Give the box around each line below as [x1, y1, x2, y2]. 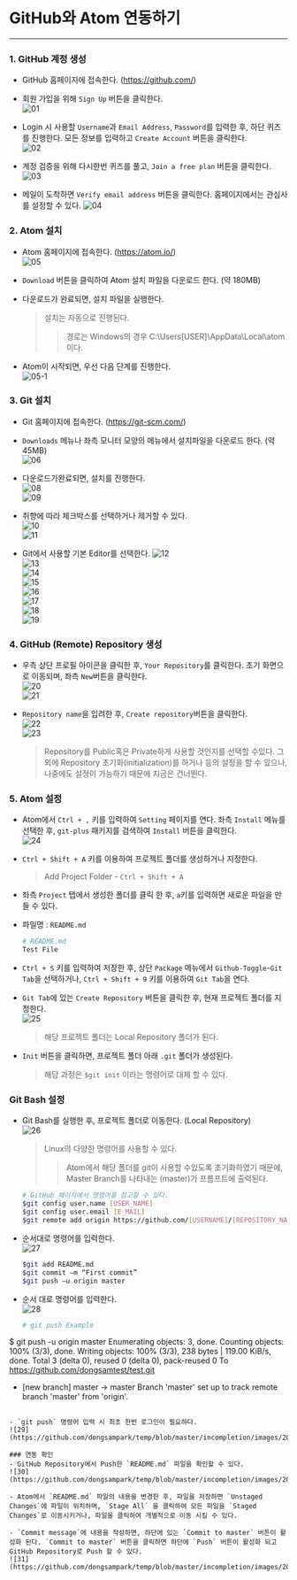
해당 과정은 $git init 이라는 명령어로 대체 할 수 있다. [43, 1069, 228, 1080]
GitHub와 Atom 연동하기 [9, 8, 181, 28]
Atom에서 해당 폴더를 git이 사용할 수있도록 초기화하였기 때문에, [65, 1162, 284, 1173]
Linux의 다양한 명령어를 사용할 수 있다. [43, 1144, 178, 1154]
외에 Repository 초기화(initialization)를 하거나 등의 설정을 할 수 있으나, [43, 758, 287, 768]
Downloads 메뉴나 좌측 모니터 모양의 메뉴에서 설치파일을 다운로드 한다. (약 [21, 435, 276, 445]
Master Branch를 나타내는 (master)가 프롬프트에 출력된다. [65, 1174, 269, 1184]
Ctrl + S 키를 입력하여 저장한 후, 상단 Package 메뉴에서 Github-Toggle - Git [21, 962, 283, 974]
